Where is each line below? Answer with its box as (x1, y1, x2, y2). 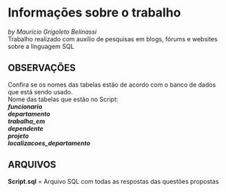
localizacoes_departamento (8, 139, 91, 147)
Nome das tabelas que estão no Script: (8, 95, 119, 103)
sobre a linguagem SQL (8, 42, 74, 50)
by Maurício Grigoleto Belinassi (8, 28, 97, 36)
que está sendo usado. (8, 87, 73, 96)
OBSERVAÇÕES (8, 62, 76, 74)
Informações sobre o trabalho (8, 5, 181, 21)
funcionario (8, 102, 43, 111)
